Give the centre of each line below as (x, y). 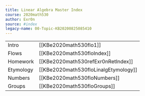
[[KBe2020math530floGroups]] (77, 86)
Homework (21, 62)
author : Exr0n (20, 19)
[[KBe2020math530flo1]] (70, 45)
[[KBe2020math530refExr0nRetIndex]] (86, 62)
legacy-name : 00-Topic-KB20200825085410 (49, 29)
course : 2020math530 (27, 15)
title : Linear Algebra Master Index (44, 10)
